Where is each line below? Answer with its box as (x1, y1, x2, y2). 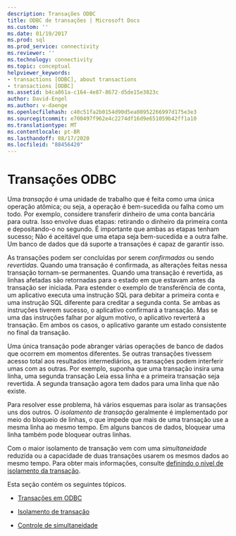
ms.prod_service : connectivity (7, 43, 99, 50)
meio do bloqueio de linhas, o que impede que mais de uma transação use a (7, 416, 229, 424)
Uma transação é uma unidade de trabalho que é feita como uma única (7, 195, 215, 204)
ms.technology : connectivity (7, 56, 93, 63)
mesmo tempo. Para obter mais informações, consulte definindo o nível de (7, 459, 224, 468)
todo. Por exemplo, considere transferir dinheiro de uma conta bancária (7, 210, 215, 218)
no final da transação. (7, 328, 70, 337)
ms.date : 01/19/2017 (7, 30, 68, 37)
